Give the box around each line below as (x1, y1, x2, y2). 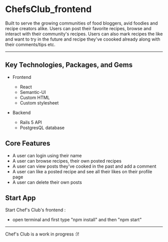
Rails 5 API (19, 119, 42, 125)
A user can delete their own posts (12, 179, 82, 185)
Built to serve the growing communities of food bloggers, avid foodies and (5, 20, 158, 26)
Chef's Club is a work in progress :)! (5, 231, 79, 237)
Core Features (5, 139, 50, 148)
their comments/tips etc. (5, 41, 56, 47)
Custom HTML (19, 94, 50, 100)
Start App (5, 193, 36, 202)
